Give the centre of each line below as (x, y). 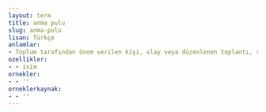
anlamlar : (25, 45)
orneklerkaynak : (35, 89)
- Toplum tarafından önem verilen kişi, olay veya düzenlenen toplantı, (131, 52)
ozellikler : (28, 60)
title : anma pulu (37, 23)
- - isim (23, 67)
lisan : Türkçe (32, 37)
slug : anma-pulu (35, 30)
